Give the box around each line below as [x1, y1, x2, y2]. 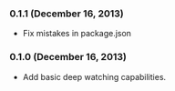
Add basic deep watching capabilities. [22, 71, 167, 82]
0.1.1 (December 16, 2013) [9, 7, 125, 20]
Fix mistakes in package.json [22, 28, 132, 39]
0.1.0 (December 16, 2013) [9, 51, 128, 64]
